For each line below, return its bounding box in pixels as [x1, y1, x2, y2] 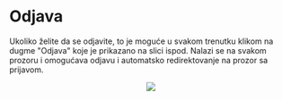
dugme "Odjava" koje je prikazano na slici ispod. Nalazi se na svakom [9, 45, 267, 55]
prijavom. [9, 64, 44, 75]
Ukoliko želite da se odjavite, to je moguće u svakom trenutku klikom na [9, 36, 274, 46]
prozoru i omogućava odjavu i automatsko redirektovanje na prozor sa [9, 54, 269, 65]
